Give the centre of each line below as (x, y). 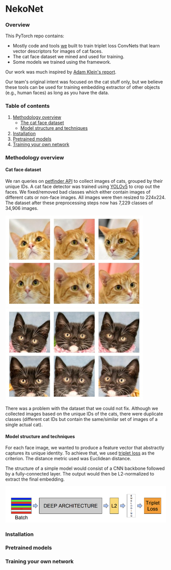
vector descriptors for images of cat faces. (58, 51)
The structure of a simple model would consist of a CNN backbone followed (85, 468)
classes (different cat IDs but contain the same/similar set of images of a (81, 419)
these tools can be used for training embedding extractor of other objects (83, 87)
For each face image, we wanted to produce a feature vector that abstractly (85, 448)
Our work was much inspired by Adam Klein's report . (61, 72)
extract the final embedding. (35, 479)
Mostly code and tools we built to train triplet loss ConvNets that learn (86, 46)
